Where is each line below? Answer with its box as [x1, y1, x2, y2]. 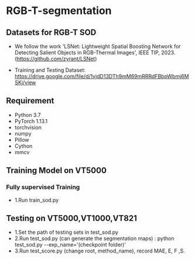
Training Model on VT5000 [6, 165, 107, 176]
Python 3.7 [14, 111, 41, 118]
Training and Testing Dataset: [14, 67, 86, 74]
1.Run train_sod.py [14, 196, 59, 203]
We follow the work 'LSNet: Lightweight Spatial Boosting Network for [14, 43, 182, 50]
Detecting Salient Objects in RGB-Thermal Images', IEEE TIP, [14, 49, 160, 56]
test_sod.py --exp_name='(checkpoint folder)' [14, 241, 126, 248]
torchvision [14, 124, 42, 131]
